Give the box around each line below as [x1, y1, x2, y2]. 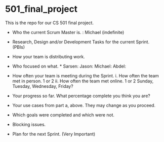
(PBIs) [12, 44, 25, 50]
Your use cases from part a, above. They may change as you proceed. [12, 102, 156, 108]
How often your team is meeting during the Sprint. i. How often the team [12, 72, 159, 78]
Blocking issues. [12, 121, 46, 127]
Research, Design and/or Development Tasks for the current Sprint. [12, 38, 150, 45]
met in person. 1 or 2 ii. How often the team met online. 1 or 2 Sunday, [12, 78, 154, 84]
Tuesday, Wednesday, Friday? [12, 83, 74, 89]
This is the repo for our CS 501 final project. [5, 20, 94, 26]
